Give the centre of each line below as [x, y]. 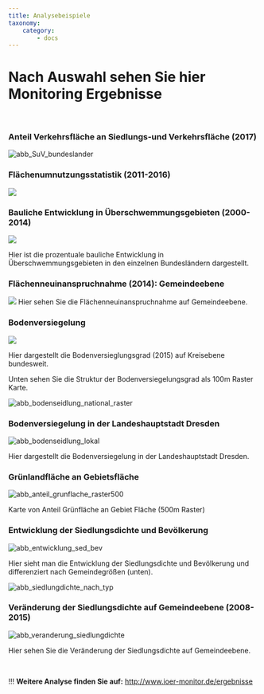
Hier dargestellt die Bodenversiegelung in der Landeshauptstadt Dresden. [129, 456]
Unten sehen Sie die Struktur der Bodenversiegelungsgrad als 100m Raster [131, 378]
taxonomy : [25, 23]
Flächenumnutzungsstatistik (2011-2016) [89, 174]
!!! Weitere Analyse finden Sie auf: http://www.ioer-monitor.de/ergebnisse [130, 681]
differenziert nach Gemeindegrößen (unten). [81, 571]
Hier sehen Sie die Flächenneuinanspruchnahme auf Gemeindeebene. [133, 302]
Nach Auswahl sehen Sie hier [107, 77]
